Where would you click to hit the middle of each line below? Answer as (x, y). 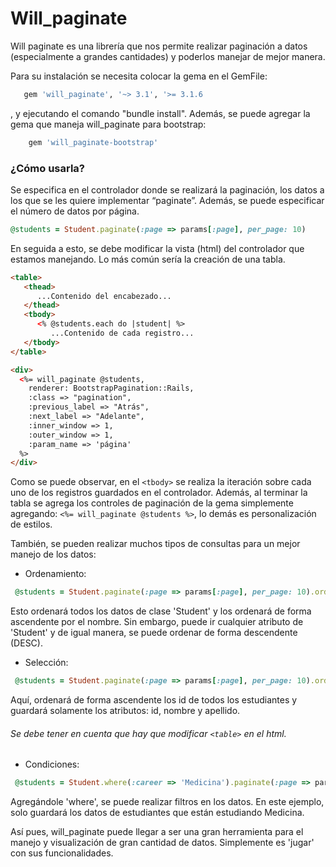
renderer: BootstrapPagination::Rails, (111, 388)
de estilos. (31, 524)
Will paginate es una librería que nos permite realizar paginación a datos (159, 46)
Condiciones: (52, 764)
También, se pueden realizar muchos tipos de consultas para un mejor (155, 544)
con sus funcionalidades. (62, 853)
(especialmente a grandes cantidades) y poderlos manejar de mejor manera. (168, 56)
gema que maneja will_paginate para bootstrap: (108, 124)
